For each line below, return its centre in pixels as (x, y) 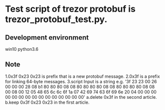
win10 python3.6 (22, 49)
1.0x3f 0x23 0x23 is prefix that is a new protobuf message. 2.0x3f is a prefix (82, 76)
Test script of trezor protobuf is (70, 9)
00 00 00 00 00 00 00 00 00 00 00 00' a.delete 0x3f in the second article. (81, 97)
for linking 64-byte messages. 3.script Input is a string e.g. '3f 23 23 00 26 (81, 81)
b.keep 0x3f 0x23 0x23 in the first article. (47, 102)
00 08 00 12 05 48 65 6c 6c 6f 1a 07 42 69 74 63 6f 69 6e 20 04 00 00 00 (81, 92)
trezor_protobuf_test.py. (56, 19)
